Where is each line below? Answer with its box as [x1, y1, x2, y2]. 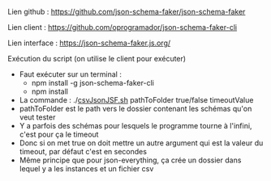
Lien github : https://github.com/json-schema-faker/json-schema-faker [7, 7, 246, 16]
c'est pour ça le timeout [19, 129, 99, 139]
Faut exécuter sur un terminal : [19, 69, 123, 79]
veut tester [19, 112, 56, 122]
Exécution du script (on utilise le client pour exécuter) [7, 54, 187, 63]
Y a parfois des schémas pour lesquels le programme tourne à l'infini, [19, 121, 252, 130]
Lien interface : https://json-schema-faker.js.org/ [7, 38, 171, 48]
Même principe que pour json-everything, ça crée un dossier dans [19, 155, 242, 165]
